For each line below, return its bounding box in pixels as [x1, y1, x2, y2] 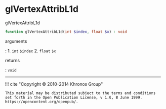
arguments [5, 38, 27, 44]
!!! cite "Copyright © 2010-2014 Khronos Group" [5, 81, 103, 87]
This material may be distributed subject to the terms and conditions [5, 90, 156, 96]
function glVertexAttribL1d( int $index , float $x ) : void [5, 29, 127, 34]
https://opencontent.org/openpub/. [5, 99, 79, 104]
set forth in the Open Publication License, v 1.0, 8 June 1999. [5, 95, 142, 100]
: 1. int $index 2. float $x [5, 48, 56, 54]
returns [5, 57, 20, 63]
